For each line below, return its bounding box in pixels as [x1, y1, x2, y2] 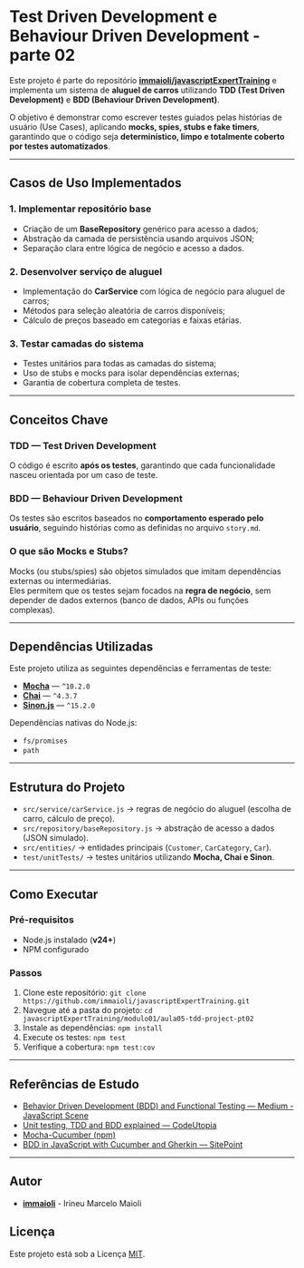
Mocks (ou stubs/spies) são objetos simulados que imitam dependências [9, 565, 282, 577]
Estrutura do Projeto [9, 779, 126, 795]
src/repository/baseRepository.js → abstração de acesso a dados [22, 823, 275, 834]
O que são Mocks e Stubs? [9, 545, 128, 558]
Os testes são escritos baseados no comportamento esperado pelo [9, 512, 264, 523]
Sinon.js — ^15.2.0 [22, 700, 96, 711]
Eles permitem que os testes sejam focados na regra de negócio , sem [9, 585, 271, 596]
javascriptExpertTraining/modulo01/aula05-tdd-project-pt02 [22, 1014, 254, 1024]
